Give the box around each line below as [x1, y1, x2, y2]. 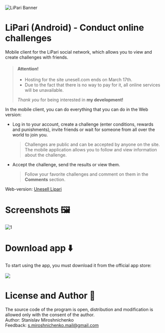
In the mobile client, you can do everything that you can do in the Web [5, 107, 149, 113]
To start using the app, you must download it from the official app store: [5, 263, 152, 268]
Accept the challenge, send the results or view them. [12, 162, 120, 168]
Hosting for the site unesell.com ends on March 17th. [24, 77, 133, 83]
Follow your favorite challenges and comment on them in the [24, 171, 149, 177]
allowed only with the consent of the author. [5, 312, 95, 318]
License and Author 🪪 [5, 290, 96, 301]
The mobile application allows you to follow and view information [24, 147, 157, 153]
